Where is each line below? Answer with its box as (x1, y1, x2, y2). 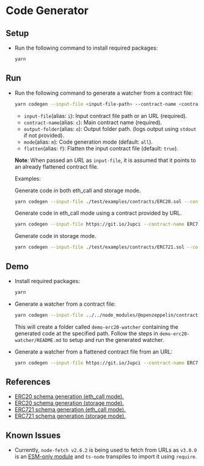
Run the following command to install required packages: (14, 44, 158, 51)
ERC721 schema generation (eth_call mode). (14, 406, 126, 413)
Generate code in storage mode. (14, 232, 97, 240)
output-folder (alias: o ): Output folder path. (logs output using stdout (23, 125, 197, 132)
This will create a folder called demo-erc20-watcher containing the (14, 323, 178, 330)
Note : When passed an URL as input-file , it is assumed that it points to (14, 157, 196, 164)
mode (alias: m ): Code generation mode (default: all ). (23, 138, 153, 146)
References (5, 377, 51, 387)
